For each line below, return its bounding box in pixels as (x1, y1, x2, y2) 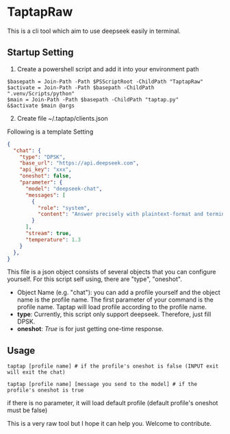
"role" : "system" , (37, 204, 90, 211)
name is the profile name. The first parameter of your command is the (16, 296, 214, 304)
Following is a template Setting (7, 128, 94, 136)
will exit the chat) (7, 369, 66, 376)
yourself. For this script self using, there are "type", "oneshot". (7, 275, 183, 283)
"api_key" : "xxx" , (19, 166, 72, 173)
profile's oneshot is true (7, 387, 84, 394)
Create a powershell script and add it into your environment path (16, 64, 199, 73)
